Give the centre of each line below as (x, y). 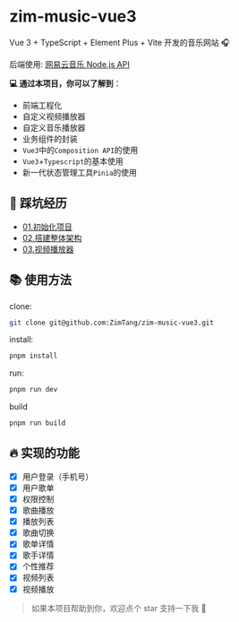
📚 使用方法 (41, 280)
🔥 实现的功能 (45, 453)
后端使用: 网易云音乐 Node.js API (69, 64)
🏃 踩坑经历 (38, 203)
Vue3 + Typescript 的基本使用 (73, 161)
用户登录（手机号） (58, 476)
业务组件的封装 (50, 138)
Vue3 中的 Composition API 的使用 (80, 150)
